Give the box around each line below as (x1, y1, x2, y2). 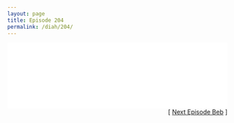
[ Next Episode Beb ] (168, 108, 228, 116)
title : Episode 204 (7, 17, 64, 24)
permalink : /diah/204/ (7, 23, 73, 30)
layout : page (7, 10, 45, 17)
